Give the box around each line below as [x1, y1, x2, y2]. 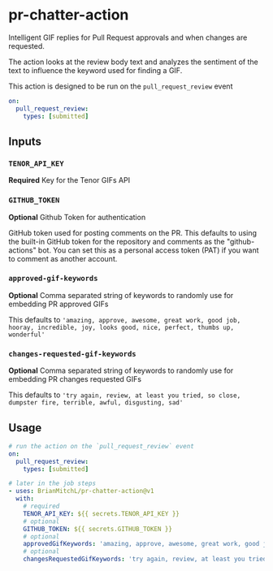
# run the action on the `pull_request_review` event [8, 442, 195, 450]
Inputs [8, 134, 42, 148]
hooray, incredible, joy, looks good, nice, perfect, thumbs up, [8, 323, 234, 331]
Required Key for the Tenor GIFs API [8, 175, 131, 185]
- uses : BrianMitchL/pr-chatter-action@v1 [8, 487, 154, 495]
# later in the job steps [8, 479, 96, 488]
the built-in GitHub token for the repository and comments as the [8, 236, 225, 246]
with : [15, 495, 35, 503]
